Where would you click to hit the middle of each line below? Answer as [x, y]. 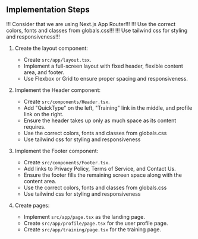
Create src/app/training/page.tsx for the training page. [92, 229]
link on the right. [44, 114]
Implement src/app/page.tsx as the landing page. [84, 216]
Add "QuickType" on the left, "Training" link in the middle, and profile [108, 108]
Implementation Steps [48, 10]
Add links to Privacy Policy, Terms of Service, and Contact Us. [100, 168]
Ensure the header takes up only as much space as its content [100, 120]
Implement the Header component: [58, 90]
